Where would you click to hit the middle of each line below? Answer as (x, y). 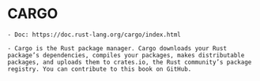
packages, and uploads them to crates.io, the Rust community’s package (130, 62)
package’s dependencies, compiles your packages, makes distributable (126, 55)
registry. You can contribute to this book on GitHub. (100, 69)
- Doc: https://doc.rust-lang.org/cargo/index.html (94, 35)
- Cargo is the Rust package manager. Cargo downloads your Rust (117, 48)
